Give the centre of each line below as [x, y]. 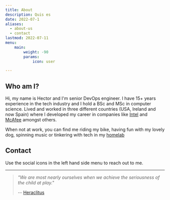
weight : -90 [36, 52]
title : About [19, 10]
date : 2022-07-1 [22, 19]
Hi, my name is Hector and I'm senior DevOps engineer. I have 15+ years [80, 98]
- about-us [21, 29]
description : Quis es [28, 15]
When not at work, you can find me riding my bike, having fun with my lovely [85, 129]
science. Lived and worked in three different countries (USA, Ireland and [80, 109]
